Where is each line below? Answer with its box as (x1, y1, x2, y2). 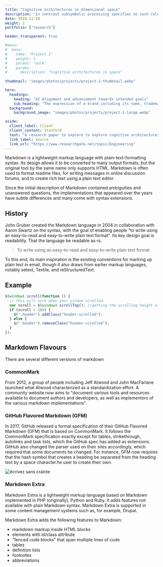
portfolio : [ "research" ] (5, 25, 55, 30)
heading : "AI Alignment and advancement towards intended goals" (14, 97, 149, 102)
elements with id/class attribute (12, 532, 75, 537)
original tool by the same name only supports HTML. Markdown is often (5, 165, 148, 171)
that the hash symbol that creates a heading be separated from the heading (5, 454, 156, 460)
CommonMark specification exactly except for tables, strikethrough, (5, 433, 141, 440)
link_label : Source (9, 137, 49, 142)
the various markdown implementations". (5, 400, 87, 406)
